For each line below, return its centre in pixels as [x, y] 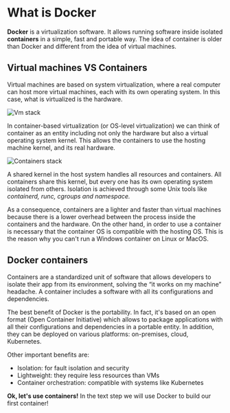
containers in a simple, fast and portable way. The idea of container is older [115, 38]
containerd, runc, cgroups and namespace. [69, 196]
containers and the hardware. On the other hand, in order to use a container [114, 224]
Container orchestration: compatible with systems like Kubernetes [110, 382]
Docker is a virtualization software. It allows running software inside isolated [115, 32]
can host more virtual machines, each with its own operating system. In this [114, 91]
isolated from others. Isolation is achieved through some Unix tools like [107, 189]
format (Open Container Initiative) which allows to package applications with [115, 319]
